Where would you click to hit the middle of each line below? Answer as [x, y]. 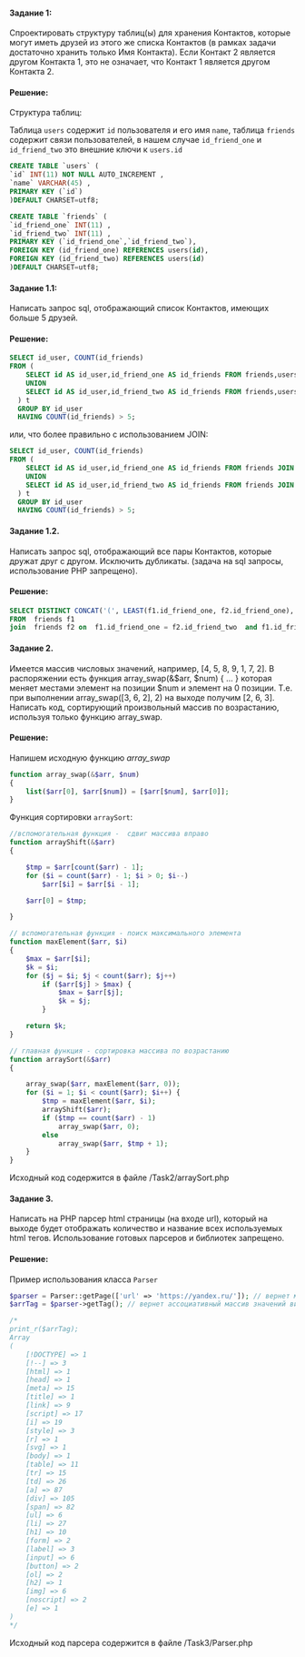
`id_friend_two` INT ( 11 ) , [60, 233]
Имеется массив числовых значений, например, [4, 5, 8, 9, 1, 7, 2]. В [142, 668]
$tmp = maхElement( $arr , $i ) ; [99, 1101]
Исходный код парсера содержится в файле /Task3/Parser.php [131, 1642]
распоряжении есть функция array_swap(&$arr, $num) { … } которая [141, 678]
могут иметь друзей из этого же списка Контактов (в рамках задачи [143, 43]
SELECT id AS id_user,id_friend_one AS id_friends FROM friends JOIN [160, 469]
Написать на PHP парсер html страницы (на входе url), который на [138, 1218]
